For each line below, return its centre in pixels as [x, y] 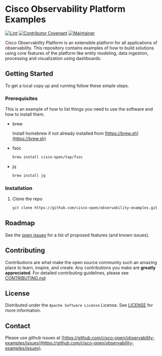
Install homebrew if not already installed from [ [59, 133]
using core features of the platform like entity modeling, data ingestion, [77, 53]
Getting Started [29, 74]
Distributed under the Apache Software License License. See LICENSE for [79, 305]
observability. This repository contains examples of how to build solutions [80, 48]
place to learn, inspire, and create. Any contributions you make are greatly [81, 267]
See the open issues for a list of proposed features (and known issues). [77, 235]
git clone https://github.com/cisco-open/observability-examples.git [85, 208]
